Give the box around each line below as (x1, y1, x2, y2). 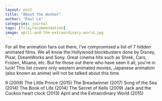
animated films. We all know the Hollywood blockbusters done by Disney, (5, 49, 156, 55)
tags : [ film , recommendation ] (5, 26, 66, 31)
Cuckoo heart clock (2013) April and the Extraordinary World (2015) (5, 90, 144, 96)
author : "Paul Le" (5, 16, 43, 21)
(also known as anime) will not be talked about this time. (5, 70, 121, 76)
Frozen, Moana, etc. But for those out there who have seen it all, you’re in (5, 60, 156, 65)
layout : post (5, 7, 32, 12)
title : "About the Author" (5, 12, 61, 17)
